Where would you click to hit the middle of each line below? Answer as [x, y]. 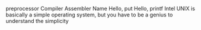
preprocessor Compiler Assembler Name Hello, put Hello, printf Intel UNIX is [101, 9]
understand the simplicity [37, 21]
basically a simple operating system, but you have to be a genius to [89, 15]
